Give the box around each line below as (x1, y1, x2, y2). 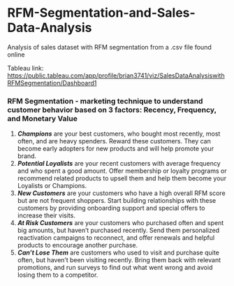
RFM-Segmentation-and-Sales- (7, 5, 196, 21)
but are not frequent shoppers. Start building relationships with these (17, 196, 217, 205)
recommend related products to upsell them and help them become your (17, 174, 227, 183)
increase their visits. (17, 211, 75, 220)
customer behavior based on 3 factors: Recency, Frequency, (7, 105, 217, 115)
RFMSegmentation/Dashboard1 (7, 78, 97, 87)
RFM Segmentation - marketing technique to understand (7, 96, 203, 106)
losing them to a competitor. (17, 271, 98, 279)
